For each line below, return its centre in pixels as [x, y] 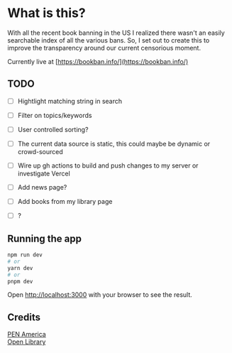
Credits [24, 317]
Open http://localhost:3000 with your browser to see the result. [100, 295]
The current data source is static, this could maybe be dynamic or [114, 143]
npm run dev [25, 255]
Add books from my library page [65, 202]
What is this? [47, 13]
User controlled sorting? [53, 129]
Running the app [44, 238]
